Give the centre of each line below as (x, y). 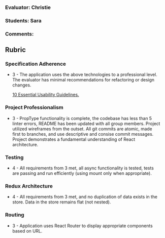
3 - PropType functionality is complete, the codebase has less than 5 (82, 118)
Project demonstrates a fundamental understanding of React (74, 139)
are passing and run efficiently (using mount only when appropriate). (82, 173)
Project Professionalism (34, 108)
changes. (22, 85)
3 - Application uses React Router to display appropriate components (82, 226)
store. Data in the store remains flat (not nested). (62, 202)
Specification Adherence (36, 64)
